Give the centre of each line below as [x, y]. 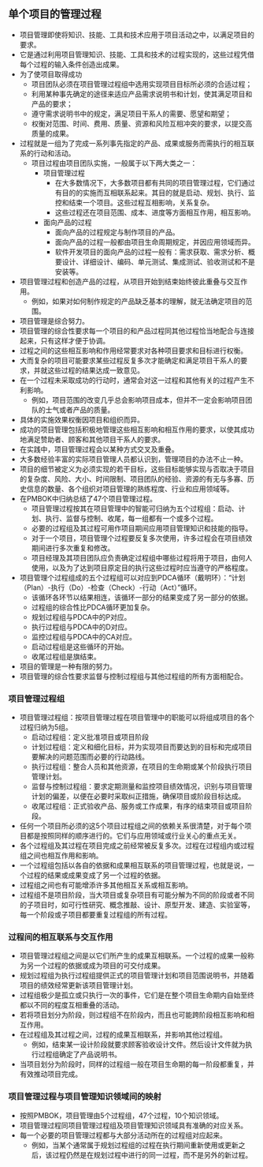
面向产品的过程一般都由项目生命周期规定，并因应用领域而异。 [155, 242]
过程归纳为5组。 [46, 727]
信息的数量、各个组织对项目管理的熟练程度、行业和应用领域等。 [130, 489]
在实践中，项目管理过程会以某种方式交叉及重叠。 [99, 449]
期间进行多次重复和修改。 [73, 548]
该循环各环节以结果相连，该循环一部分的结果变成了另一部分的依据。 [142, 597]
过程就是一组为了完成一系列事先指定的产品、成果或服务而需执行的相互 [133, 143]
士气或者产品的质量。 [80, 410]
